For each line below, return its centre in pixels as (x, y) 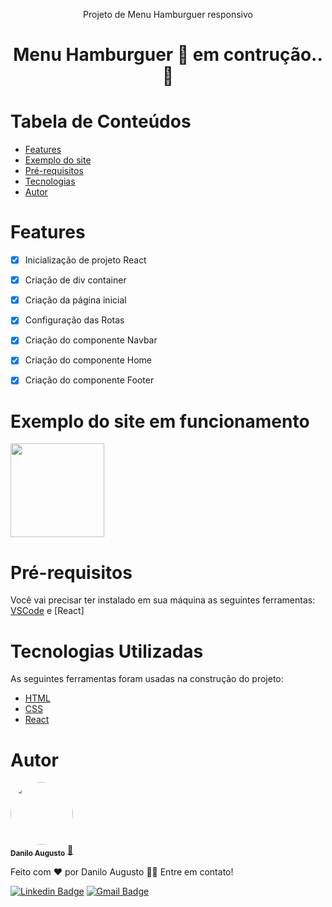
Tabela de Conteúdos (101, 121)
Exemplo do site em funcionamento (160, 421)
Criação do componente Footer (89, 380)
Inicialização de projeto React (85, 260)
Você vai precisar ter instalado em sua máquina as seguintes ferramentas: (163, 600)
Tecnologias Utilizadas (107, 651)
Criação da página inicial (75, 300)
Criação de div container (75, 280)
